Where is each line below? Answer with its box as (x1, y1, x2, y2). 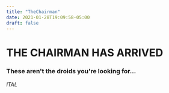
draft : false (6, 20, 39, 26)
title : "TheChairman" (6, 8, 61, 15)
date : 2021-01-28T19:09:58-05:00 (6, 14, 90, 20)
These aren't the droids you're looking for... (6, 67, 137, 76)
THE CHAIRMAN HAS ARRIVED (6, 46, 164, 59)
